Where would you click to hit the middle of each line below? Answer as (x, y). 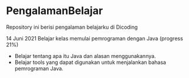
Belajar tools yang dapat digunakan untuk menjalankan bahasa (90, 62)
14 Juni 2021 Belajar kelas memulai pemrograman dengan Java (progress (95, 38)
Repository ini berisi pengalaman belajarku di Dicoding (72, 27)
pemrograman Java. (39, 68)
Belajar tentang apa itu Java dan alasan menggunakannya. (85, 56)
